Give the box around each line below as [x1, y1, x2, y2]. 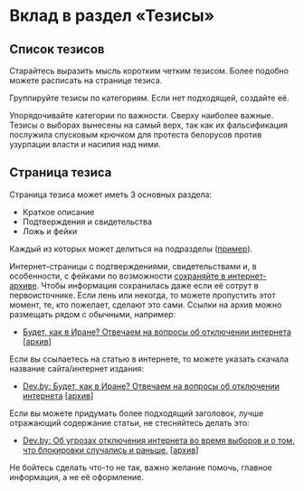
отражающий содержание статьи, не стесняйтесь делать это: [9, 417, 251, 428]
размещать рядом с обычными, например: [9, 308, 176, 319]
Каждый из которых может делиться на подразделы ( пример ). [9, 243, 253, 254]
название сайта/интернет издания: [9, 363, 145, 373]
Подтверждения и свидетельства [22, 216, 152, 227]
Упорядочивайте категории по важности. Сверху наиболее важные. [9, 110, 274, 120]
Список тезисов [9, 42, 105, 57]
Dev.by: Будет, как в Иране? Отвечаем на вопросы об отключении [22, 381, 280, 392]
